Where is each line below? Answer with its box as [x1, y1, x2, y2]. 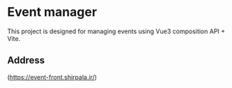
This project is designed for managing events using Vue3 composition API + [7, 27, 226, 35]
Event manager [7, 4, 98, 20]
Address [7, 55, 45, 67]
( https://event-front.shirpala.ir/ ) [7, 73, 98, 81]
